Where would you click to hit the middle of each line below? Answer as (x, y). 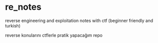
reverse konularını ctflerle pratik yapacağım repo (54, 35)
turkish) (13, 25)
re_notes (23, 7)
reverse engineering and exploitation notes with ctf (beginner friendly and (79, 21)
